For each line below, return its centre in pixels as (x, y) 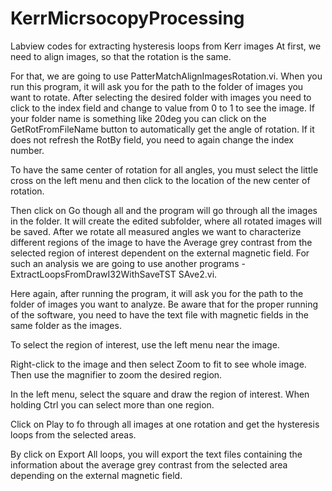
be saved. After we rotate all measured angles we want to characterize (156, 231)
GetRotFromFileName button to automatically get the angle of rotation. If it (162, 129)
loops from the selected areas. (73, 434)
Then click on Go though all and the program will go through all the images (164, 210)
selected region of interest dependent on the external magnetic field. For (160, 253)
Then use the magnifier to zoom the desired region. (116, 374)
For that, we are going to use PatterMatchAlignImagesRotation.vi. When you (166, 76)
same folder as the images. (66, 325)
